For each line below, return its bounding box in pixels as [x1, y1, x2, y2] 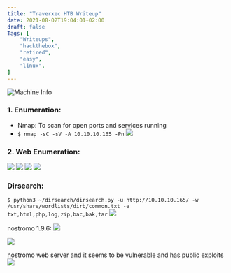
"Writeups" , [20, 36, 55, 43]
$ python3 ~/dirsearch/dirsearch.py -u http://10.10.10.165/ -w [7, 197, 199, 204]
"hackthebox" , [20, 43, 61, 50]
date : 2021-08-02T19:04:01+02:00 [7, 17, 105, 24]
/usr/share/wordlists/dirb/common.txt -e [7, 203, 130, 210]
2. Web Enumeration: [7, 147, 80, 156]
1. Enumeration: [7, 105, 62, 115]
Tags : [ [7, 29, 30, 37]
